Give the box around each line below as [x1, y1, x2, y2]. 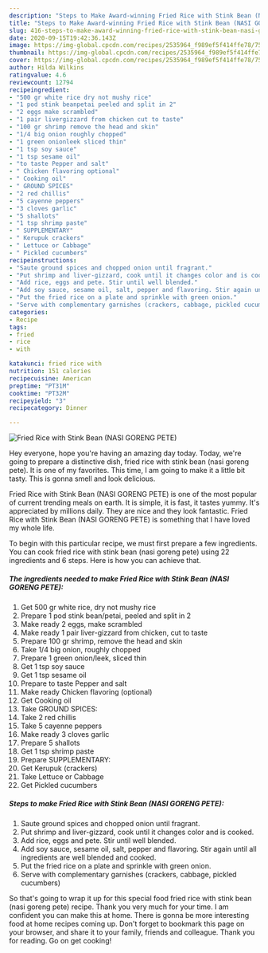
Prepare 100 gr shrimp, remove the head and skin [20, 636, 183, 646]
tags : [9, 323, 27, 331]
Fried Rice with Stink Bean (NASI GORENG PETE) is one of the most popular [9, 490, 258, 499]
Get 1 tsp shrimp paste [20, 746, 95, 756]
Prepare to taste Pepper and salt [20, 679, 127, 688]
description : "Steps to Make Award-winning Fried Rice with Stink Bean [9, 11, 251, 20]
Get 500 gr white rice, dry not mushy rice [20, 603, 157, 612]
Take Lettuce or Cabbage [20, 772, 104, 782]
